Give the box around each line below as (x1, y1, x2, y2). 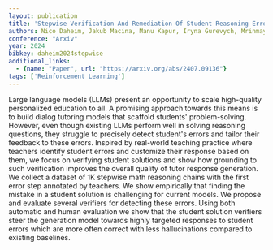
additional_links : (8, 58, 71, 66)
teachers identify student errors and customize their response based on (8, 146, 249, 156)
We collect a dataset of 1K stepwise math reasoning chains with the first (8, 172, 249, 182)
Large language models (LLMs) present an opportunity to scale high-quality (8, 94, 262, 104)
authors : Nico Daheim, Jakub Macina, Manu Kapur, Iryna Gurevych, (8, 27, 238, 35)
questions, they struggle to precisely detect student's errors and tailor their (8, 129, 260, 139)
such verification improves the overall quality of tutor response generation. (8, 163, 258, 173)
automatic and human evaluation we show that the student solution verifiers (8, 206, 262, 216)
